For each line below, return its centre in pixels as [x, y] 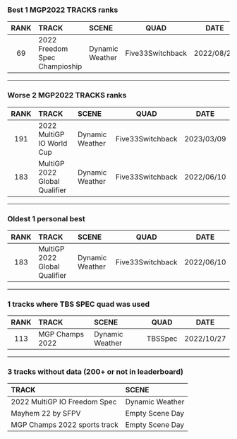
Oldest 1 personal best [47, 218]
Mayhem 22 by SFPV [46, 414]
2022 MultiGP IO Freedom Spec [64, 402]
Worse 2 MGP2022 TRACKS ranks [67, 95]
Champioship [60, 66]
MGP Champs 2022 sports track [65, 425]
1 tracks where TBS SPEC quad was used [79, 304]
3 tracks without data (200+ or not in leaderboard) [95, 372]
